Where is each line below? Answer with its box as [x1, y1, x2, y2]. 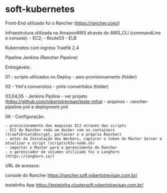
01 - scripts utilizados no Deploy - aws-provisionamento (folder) [5, 73, 137, 79]
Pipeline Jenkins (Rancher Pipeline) [5, 54, 78, 60]
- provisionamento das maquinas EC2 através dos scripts [5, 123, 126, 128]
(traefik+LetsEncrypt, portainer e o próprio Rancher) [5, 131, 122, 137]
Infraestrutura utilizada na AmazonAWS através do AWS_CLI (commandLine [5, 29, 161, 35]
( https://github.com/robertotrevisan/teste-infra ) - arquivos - [5, 98, 128, 104]
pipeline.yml [5, 103, 30, 109]
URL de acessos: [5, 162, 40, 168]
